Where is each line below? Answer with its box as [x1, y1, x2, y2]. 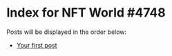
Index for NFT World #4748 [6, 5, 166, 21]
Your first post [16, 41, 57, 49]
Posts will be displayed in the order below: [6, 28, 127, 36]
